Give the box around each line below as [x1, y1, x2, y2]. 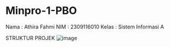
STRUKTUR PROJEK [5, 34, 55, 41]
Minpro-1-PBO [5, 4, 77, 17]
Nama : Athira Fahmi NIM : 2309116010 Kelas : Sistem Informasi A [5, 23, 165, 30]
